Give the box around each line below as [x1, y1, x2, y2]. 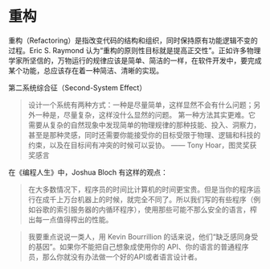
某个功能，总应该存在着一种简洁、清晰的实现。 [8, 65, 163, 75]
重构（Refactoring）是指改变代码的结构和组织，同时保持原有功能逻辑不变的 [8, 35, 259, 45]
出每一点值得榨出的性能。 [27, 214, 113, 224]
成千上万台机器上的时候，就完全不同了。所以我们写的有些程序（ [42, 194, 254, 204]
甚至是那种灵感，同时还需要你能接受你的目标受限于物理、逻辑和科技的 [27, 130, 261, 139]
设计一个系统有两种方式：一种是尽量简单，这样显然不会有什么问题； [27, 100, 254, 110]
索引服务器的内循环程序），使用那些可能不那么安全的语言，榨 [55, 205, 257, 214]
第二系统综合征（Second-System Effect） [8, 82, 147, 93]
